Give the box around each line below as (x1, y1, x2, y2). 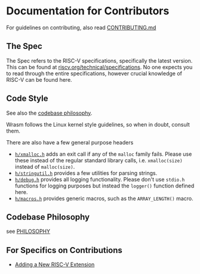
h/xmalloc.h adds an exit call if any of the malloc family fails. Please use (14, 150, 192, 158)
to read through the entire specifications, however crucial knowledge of (6, 70, 182, 77)
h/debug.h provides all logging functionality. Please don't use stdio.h (14, 176, 185, 183)
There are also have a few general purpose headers (6, 138, 134, 146)
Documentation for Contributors (6, 4, 170, 18)
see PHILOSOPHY (6, 228, 51, 235)
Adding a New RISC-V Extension (14, 261, 95, 268)
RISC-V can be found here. (6, 76, 73, 83)
